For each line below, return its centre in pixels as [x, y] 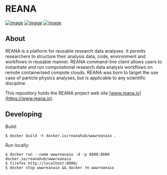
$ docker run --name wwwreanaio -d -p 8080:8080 [57, 154]
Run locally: [17, 145]
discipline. [16, 83]
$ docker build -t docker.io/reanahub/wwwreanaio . [61, 136]
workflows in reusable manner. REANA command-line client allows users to [83, 62]
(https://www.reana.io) [29, 98]
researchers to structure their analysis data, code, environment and [75, 56]
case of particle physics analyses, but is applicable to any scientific [75, 78]
